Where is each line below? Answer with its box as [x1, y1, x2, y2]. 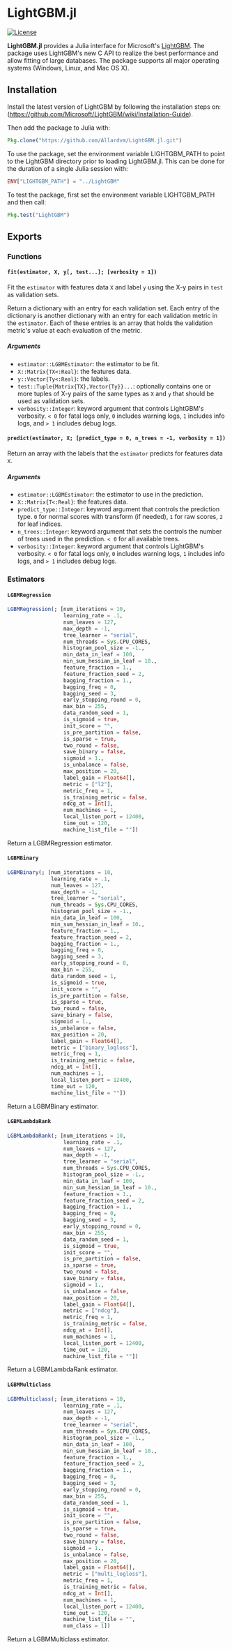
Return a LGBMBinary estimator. [7, 1102, 99, 1110]
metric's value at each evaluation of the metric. [7, 326, 143, 334]
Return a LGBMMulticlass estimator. [7, 1635, 110, 1643]
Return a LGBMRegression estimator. [7, 838, 113, 847]
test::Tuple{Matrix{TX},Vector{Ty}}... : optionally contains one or [17, 382, 211, 390]
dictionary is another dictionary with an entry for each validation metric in [7, 311, 218, 319]
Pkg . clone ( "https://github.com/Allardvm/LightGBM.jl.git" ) [7, 137, 183, 144]
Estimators [7, 574, 45, 584]
